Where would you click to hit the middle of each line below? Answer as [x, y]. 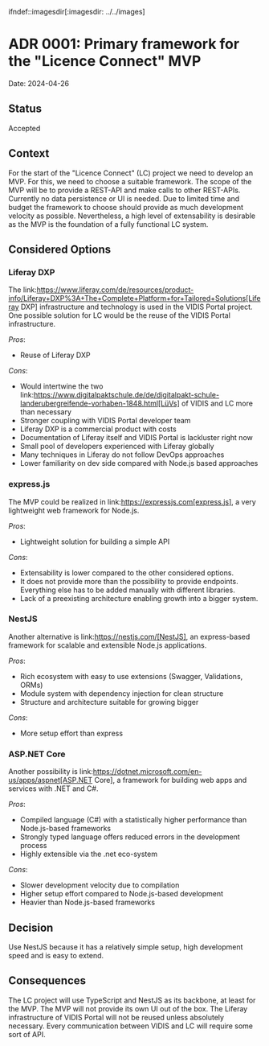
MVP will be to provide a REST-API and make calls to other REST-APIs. [124, 190]
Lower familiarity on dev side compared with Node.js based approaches [139, 463]
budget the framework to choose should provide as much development [126, 207]
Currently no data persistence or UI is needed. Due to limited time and [124, 198]
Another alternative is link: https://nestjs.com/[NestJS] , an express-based [129, 636]
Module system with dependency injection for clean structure [122, 693]
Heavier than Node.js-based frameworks [87, 902]
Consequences [47, 981]
